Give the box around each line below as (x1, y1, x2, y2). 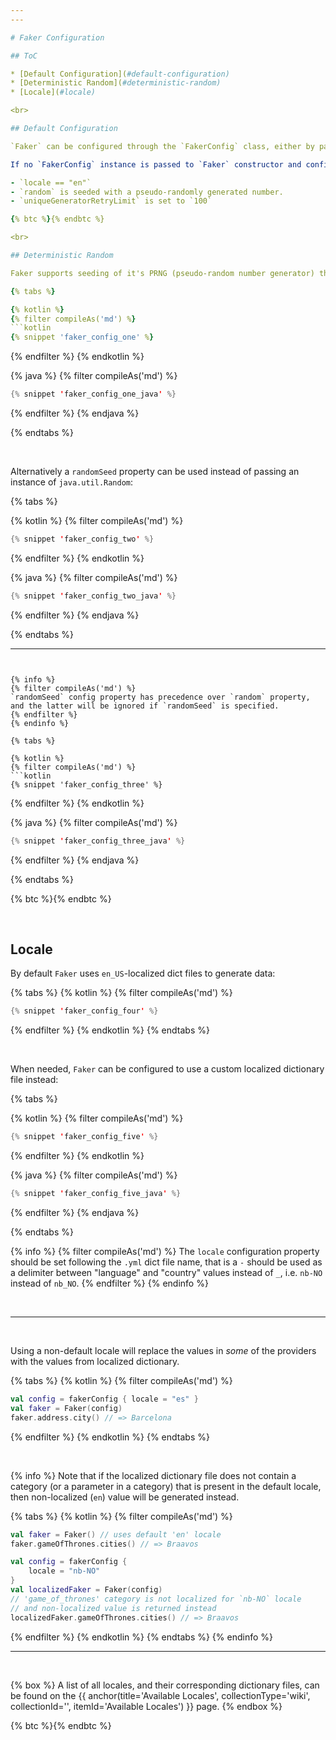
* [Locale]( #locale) (10, 87, 97, 98)
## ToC (10, 51, 38, 61)
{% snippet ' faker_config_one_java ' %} (10, 389, 177, 400)
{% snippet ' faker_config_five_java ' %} (10, 1189, 182, 1199)
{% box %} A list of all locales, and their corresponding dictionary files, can (10, 1679, 320, 1691)
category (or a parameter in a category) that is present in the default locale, (10, 1480, 322, 1492)
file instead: (10, 1074, 59, 1086)
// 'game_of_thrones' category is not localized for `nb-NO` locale (10, 1594, 302, 1604)
